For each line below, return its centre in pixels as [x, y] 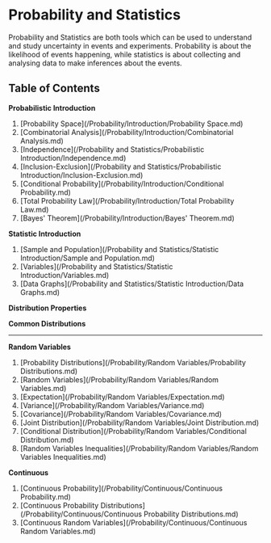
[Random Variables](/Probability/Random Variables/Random [119, 379]
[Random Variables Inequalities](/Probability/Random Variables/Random [139, 448]
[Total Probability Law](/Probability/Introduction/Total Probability [127, 200]
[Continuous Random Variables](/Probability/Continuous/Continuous [133, 522]
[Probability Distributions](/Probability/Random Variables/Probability [133, 362]
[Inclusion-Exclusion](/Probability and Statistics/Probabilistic [121, 166]
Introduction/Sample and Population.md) [88, 258]
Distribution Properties [48, 308]
